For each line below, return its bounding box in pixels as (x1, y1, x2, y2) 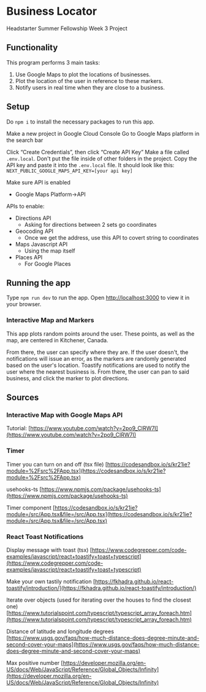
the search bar (6, 136, 44, 144)
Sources (6, 392, 39, 403)
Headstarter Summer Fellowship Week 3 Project (6, 25, 128, 32)
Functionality (6, 42, 58, 53)
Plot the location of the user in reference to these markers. (15, 77, 164, 84)
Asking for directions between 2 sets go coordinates (24, 221, 157, 228)
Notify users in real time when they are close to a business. (15, 84, 165, 91)
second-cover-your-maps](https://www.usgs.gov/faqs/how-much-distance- (6, 640, 200, 648)
